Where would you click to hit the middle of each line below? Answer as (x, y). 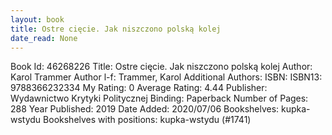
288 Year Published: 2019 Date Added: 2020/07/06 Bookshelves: (145, 109)
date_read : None (44, 38)
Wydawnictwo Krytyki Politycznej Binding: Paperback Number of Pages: (159, 98)
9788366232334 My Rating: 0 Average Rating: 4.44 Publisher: (139, 88)
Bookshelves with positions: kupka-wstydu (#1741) (147, 120)
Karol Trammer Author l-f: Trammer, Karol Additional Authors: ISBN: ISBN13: (166, 77)
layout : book (37, 19)
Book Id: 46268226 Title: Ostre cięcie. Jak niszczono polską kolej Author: (161, 67)
